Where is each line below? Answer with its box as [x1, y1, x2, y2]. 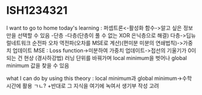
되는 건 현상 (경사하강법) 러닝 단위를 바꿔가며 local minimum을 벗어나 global [6, 54, 187, 61]
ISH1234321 [6, 4, 68, 17]
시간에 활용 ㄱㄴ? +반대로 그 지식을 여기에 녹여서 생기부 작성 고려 [6, 82, 159, 89]
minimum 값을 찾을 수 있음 [6, 61, 70, 69]
